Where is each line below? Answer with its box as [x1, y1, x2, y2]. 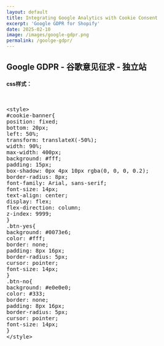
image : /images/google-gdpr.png [6, 32, 89, 38]
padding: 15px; [6, 161, 52, 168]
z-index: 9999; [6, 210, 52, 217]
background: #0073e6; [6, 229, 72, 235]
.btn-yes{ [6, 222, 36, 229]
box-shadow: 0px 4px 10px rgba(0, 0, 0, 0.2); [6, 167, 149, 174]
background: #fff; [6, 155, 62, 162]
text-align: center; [6, 192, 69, 199]
